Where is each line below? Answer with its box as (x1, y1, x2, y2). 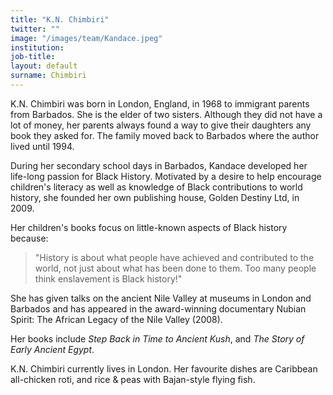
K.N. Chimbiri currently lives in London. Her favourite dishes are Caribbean (10, 362, 318, 375)
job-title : (10, 52, 56, 62)
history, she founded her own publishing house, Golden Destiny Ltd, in (10, 191, 300, 203)
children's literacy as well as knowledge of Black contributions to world (10, 181, 303, 193)
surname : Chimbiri (10, 71, 87, 81)
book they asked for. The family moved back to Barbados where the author (10, 129, 320, 141)
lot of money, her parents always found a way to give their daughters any (10, 119, 312, 131)
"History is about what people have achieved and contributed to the (34, 251, 315, 263)
